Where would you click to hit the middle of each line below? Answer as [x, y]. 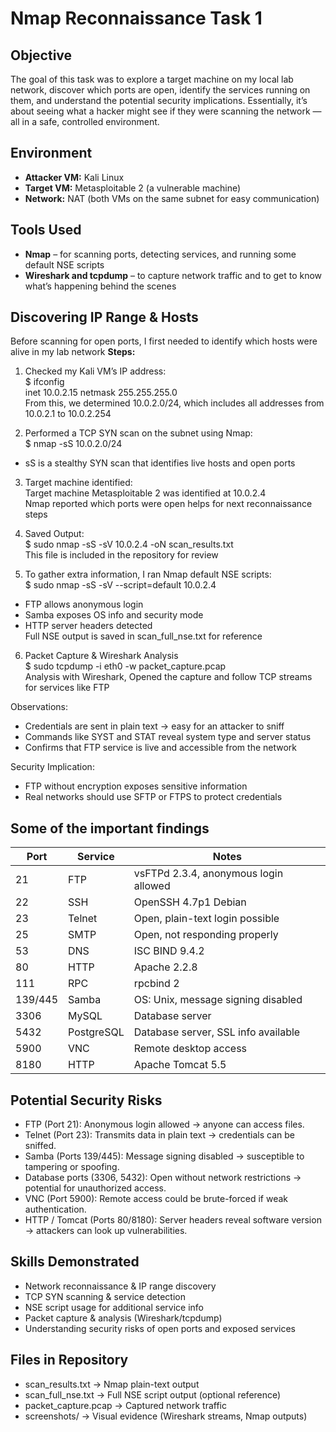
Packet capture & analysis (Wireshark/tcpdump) [123, 1318]
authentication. [55, 1209]
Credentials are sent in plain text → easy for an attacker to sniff [154, 726]
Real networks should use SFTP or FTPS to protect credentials [153, 797]
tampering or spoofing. [72, 1167]
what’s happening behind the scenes [100, 286]
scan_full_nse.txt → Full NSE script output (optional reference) [153, 1394]
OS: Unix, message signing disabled [218, 1000]
